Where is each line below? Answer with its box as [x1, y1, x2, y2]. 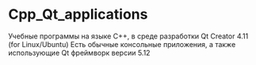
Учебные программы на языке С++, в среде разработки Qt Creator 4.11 [8, 31, 249, 41]
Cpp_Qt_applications [8, 5, 148, 23]
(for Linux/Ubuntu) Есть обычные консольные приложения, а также [8, 39, 236, 49]
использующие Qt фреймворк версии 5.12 [8, 48, 151, 57]
